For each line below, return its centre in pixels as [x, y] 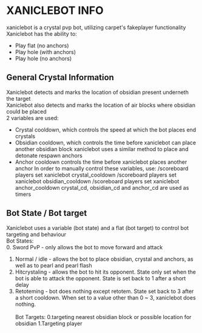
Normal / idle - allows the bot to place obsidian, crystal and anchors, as [104, 259]
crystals [25, 136]
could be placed [26, 111]
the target [19, 98]
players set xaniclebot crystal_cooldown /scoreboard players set [96, 175]
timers [23, 194]
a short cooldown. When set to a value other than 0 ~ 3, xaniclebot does [105, 297]
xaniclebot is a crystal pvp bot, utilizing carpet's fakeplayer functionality [96, 27]
